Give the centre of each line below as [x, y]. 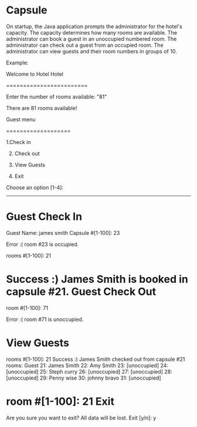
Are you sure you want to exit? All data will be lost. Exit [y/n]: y [81, 418]
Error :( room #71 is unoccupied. [45, 319]
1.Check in [18, 142]
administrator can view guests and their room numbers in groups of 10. [91, 51]
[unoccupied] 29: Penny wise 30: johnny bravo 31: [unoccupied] [84, 378]
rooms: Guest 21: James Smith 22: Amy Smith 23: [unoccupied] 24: [87, 365]
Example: [17, 63]
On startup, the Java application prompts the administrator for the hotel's [94, 26]
